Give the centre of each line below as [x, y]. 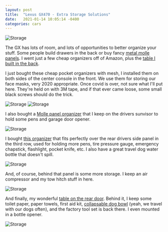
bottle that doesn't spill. [29, 154]
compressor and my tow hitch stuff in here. [49, 179]
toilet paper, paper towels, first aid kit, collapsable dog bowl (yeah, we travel [84, 204]
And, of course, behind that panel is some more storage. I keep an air [76, 174]
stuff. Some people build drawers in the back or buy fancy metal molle [77, 53]
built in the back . [22, 63]
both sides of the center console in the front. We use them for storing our [80, 78]
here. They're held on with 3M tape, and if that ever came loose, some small [83, 89]
